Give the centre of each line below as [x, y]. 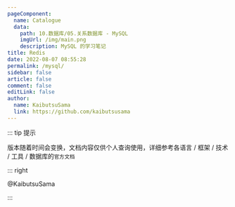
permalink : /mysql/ [36, 66]
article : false [30, 79]
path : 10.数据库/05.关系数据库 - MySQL [74, 33]
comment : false [30, 86]
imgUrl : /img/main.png [53, 40]
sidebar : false [30, 72]
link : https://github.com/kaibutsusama [72, 112]
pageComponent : [30, 14]
